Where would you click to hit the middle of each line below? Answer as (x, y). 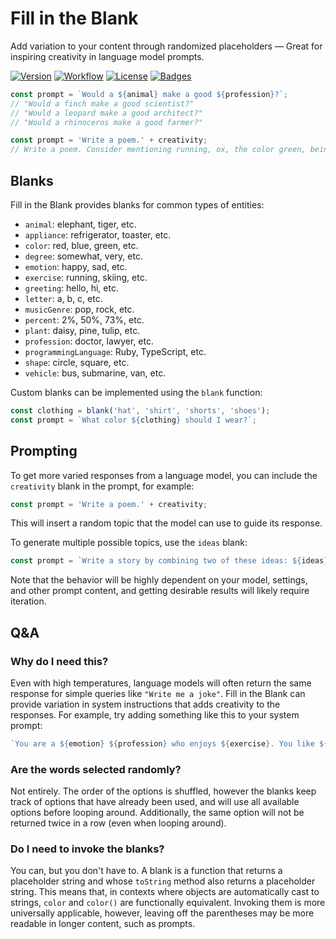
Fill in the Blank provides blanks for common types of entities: (137, 205)
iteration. (28, 601)
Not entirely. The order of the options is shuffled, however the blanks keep (163, 791)
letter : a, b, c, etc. (63, 298)
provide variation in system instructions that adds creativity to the (145, 704)
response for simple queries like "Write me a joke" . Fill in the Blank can (158, 693)
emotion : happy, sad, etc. (76, 266)
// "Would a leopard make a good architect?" (106, 113)
